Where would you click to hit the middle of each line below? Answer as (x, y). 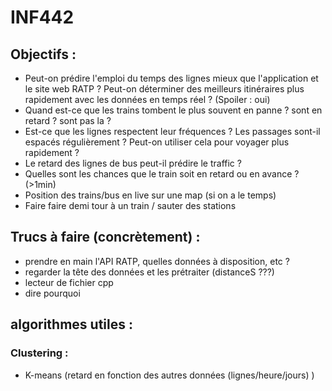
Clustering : (39, 353)
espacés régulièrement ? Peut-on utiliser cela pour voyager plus (157, 142)
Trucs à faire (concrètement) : (105, 237)
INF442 (42, 17)
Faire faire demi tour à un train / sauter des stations (130, 205)
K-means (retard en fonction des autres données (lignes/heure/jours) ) (169, 375)
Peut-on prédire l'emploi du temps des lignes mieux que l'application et (171, 78)
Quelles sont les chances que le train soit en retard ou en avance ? (162, 174)
